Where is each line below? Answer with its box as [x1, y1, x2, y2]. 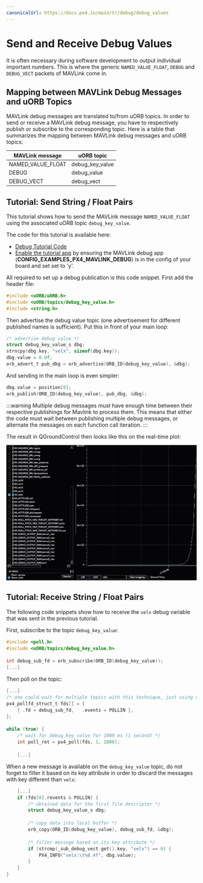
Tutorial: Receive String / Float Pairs [6, 592, 144, 602]
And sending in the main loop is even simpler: [6, 372, 120, 379]
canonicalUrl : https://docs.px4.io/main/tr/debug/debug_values [6, 10, 169, 16]
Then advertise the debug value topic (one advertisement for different [6, 316, 181, 324]
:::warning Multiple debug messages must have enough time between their [6, 402, 193, 409]
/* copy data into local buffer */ [28, 820, 118, 827]
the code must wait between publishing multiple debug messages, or [6, 415, 178, 422]
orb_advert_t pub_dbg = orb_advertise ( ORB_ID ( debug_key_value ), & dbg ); [6, 361, 190, 367]
